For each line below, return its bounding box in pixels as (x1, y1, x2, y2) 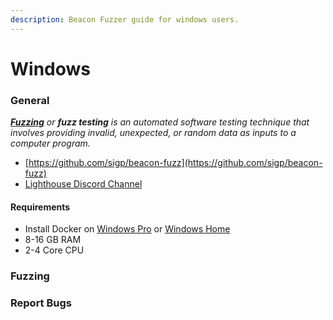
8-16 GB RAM (24, 234, 82, 246)
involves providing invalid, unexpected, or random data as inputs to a (10, 127, 297, 139)
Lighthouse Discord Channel (24, 178, 143, 190)
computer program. (10, 137, 91, 150)
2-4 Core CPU (24, 244, 85, 256)
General (10, 93, 50, 107)
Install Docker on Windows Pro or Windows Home (24, 223, 231, 235)
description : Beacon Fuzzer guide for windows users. (10, 14, 240, 25)
